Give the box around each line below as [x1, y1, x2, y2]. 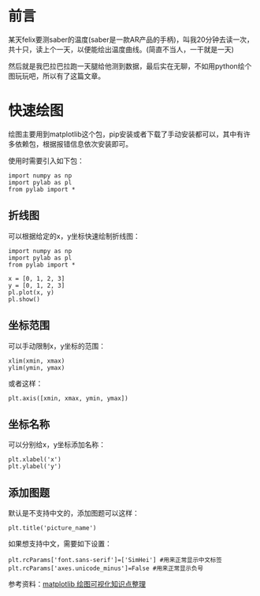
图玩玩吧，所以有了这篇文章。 [8, 71, 105, 80]
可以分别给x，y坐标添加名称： [8, 440, 106, 449]
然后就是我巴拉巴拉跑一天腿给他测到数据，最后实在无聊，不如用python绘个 [8, 61, 252, 71]
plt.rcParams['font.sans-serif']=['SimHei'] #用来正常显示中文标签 [8, 557, 222, 564]
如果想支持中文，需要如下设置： [8, 539, 112, 549]
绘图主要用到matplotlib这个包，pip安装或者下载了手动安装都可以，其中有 [8, 129, 244, 139]
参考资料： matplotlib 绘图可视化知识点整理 [8, 579, 146, 589]
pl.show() [8, 295, 41, 304]
